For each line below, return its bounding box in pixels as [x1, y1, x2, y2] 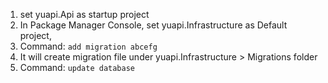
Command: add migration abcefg [19, 40, 158, 52]
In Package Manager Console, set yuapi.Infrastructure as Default [19, 19, 288, 31]
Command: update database [19, 62, 136, 73]
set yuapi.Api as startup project [19, 9, 150, 20]
